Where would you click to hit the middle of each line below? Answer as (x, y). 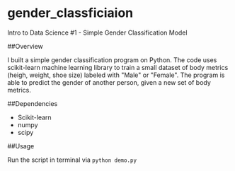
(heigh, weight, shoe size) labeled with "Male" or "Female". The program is (116, 75)
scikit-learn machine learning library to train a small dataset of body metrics (118, 67)
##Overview (25, 46)
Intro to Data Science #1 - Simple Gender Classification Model (97, 33)
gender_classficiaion (70, 13)
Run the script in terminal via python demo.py (72, 160)
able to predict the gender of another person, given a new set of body (109, 82)
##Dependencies (33, 103)
